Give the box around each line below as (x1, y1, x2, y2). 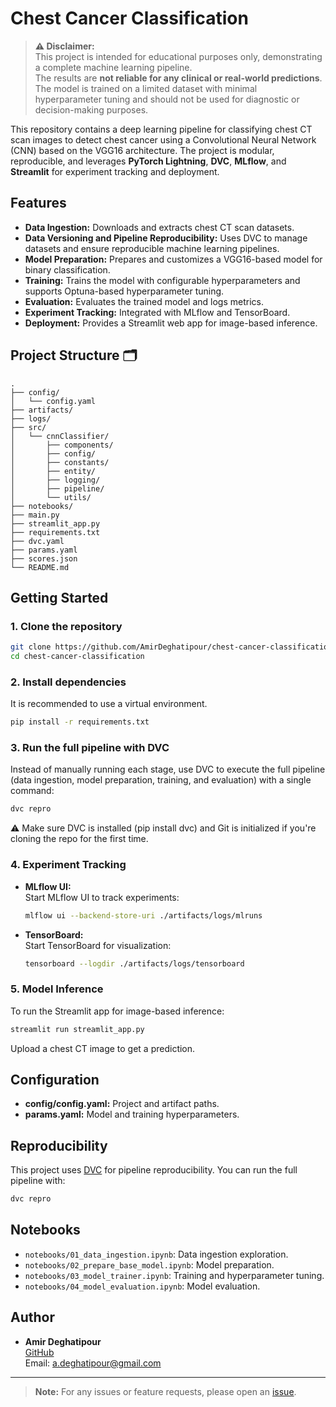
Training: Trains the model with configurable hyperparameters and (24, 274, 301, 286)
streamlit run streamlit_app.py (10, 1024, 145, 1034)
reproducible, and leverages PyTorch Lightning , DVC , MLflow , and (10, 155, 287, 167)
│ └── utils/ (10, 492, 92, 502)
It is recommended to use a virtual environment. (10, 698, 208, 710)
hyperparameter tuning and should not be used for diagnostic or (34, 93, 300, 105)
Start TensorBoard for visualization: (24, 939, 172, 951)
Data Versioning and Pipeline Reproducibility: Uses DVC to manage (24, 232, 308, 244)
